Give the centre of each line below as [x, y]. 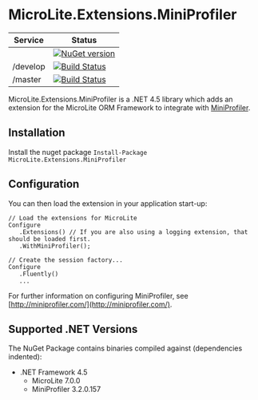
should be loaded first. [50, 239]
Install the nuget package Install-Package [78, 152]
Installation [37, 133]
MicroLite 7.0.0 [56, 381]
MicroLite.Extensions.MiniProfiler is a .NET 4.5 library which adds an [121, 99]
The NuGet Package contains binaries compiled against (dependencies [125, 348]
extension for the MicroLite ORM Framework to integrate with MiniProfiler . [129, 107]
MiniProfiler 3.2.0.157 [66, 390]
